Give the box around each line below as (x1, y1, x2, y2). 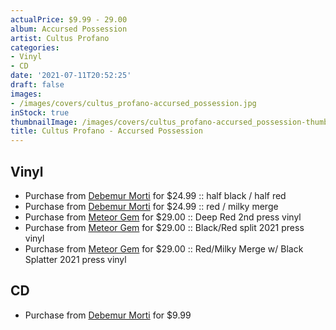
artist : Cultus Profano (10, 33, 110, 43)
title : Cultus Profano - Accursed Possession (10, 126, 203, 136)
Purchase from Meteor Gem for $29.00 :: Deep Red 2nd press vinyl (24, 211, 302, 223)
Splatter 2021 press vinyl (24, 253, 127, 265)
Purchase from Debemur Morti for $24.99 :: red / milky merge (24, 200, 279, 212)
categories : (10, 42, 60, 53)
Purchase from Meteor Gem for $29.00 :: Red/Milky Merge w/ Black (24, 242, 304, 255)
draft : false (10, 80, 65, 90)
